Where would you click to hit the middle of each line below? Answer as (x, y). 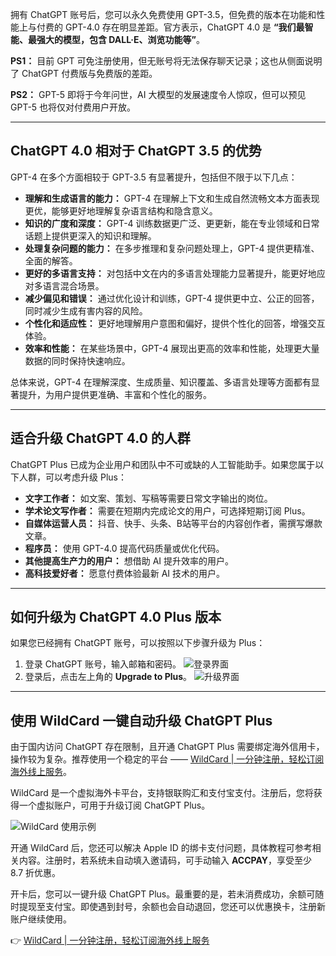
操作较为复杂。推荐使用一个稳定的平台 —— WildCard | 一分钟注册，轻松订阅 (167, 759)
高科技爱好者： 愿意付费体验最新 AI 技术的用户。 (125, 573)
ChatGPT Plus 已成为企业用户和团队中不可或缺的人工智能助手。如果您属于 (163, 464)
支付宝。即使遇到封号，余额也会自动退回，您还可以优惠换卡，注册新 (185, 907)
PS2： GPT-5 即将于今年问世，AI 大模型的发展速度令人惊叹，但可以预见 (158, 94)
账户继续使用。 (41, 919)
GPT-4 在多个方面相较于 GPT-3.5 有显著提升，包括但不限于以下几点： (154, 177)
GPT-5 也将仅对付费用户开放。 (73, 107)
